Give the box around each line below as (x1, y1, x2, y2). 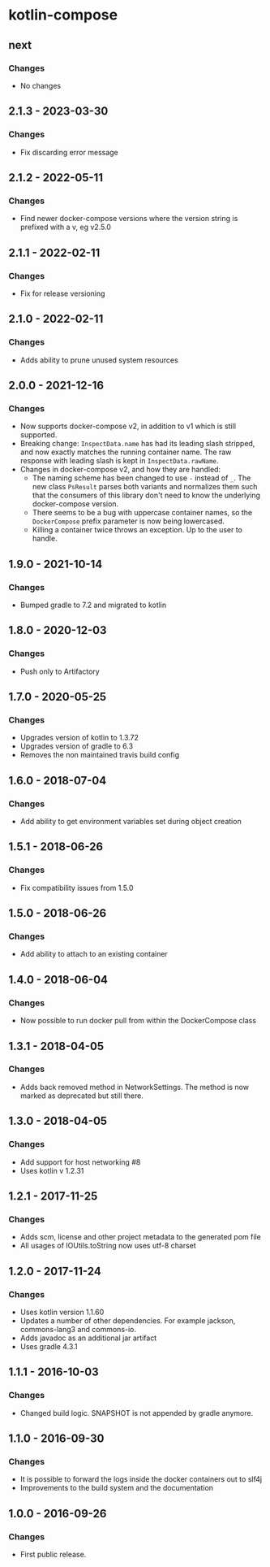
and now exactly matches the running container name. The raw (19, 447, 232, 457)
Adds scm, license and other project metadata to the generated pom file (19, 1232, 261, 1242)
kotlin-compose (8, 6, 118, 24)
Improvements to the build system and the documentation (19, 1483, 213, 1493)
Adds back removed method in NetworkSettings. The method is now (19, 1082, 250, 1092)
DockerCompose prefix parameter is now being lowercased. (32, 516, 225, 526)
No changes (19, 80, 62, 90)
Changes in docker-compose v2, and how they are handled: (19, 465, 221, 475)
